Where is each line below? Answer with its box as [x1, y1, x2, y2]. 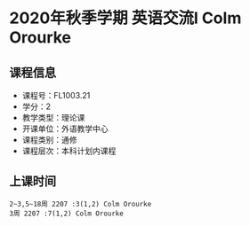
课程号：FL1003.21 [21, 90, 91, 100]
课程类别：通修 [21, 135, 77, 144]
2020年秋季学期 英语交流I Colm [9, 8, 242, 28]
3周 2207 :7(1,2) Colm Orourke [9, 209, 125, 218]
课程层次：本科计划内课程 [21, 145, 117, 156]
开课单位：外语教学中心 [21, 123, 109, 134]
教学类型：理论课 [21, 113, 85, 122]
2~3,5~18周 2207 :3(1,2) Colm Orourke [9, 199, 152, 208]
